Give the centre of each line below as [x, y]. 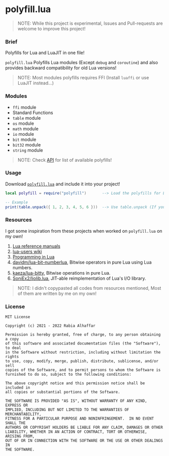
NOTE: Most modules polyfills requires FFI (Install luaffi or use [83, 78]
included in [18, 388]
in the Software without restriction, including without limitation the [83, 352]
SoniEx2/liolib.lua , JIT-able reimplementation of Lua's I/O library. [79, 278]
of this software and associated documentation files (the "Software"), [83, 344]
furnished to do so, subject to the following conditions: [68, 375]
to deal [13, 348]
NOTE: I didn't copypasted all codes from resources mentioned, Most [89, 288]
